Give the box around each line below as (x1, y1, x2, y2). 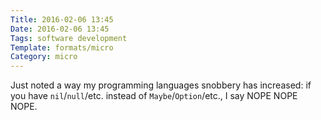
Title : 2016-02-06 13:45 (10, 14, 114, 25)
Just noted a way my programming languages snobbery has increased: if (10, 79, 312, 91)
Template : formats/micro (10, 42, 114, 53)
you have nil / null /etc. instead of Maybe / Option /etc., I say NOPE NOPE (10, 90, 298, 102)
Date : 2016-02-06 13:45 (10, 24, 110, 34)
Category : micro (10, 52, 78, 62)
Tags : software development (10, 33, 128, 43)
